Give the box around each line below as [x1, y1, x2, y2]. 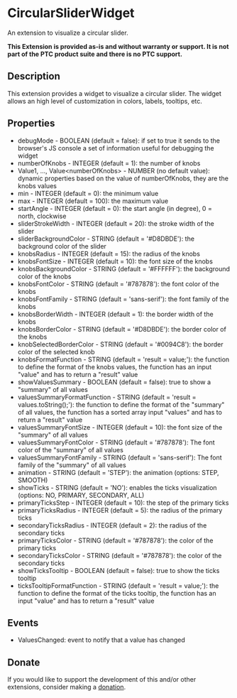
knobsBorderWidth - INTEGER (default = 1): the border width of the [17, 310, 214, 318]
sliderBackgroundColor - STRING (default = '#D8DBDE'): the [17, 234, 195, 243]
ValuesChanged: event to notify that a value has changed [17, 636, 186, 644]
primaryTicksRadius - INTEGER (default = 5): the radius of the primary [17, 506, 223, 514]
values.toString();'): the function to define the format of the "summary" [17, 400, 225, 409]
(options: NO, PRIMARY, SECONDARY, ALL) [17, 491, 145, 499]
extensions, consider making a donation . [7, 683, 126, 692]
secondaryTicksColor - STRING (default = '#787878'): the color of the [17, 551, 222, 560]
